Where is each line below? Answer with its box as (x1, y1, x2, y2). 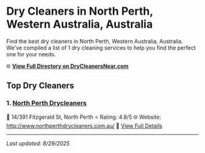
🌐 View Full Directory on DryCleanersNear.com (6, 62, 129, 70)
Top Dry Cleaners (6, 81, 74, 91)
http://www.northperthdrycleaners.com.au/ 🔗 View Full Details (6, 122, 163, 129)
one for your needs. (6, 50, 56, 58)
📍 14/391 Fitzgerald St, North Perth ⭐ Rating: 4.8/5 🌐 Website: (6, 113, 162, 121)
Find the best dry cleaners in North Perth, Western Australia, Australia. (6, 37, 183, 45)
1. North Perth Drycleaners (6, 99, 87, 108)
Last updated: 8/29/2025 (6, 140, 70, 147)
